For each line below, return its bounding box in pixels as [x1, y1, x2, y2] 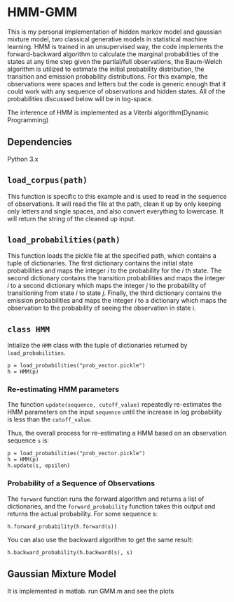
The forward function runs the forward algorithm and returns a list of [7, 495, 205, 503]
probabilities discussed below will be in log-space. [7, 94, 153, 103]
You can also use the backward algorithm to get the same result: [7, 535, 193, 544]
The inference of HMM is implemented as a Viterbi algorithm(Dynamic [7, 108, 209, 117]
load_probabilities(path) [7, 235, 121, 244]
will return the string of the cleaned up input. [7, 214, 136, 223]
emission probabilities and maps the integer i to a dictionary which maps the [7, 296, 228, 305]
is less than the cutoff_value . [7, 415, 92, 424]
